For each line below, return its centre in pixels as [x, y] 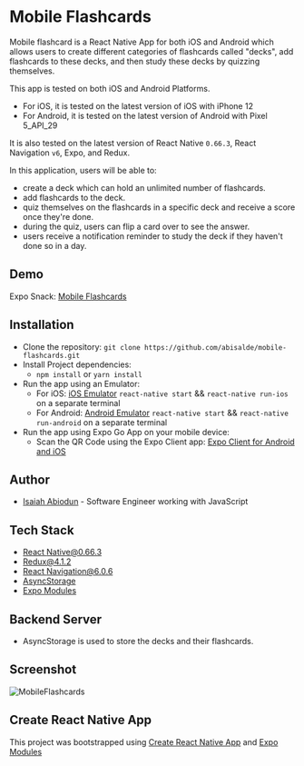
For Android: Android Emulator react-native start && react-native [162, 413]
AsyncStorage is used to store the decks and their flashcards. [138, 641]
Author [29, 479]
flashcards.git [51, 355]
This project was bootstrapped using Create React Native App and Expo [144, 741]
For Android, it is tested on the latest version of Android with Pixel [145, 115]
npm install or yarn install [89, 373]
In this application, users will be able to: [83, 170]
